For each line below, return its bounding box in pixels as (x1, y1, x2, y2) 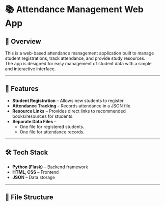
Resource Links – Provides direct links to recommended (12, 108, 126, 114)
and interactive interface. (5, 66, 56, 72)
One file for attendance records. (19, 129, 84, 135)
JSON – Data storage (12, 174, 55, 180)
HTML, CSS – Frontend (12, 169, 59, 175)
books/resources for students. (12, 113, 74, 119)
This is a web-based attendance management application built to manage (5, 50, 154, 56)
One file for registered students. (19, 124, 84, 129)
